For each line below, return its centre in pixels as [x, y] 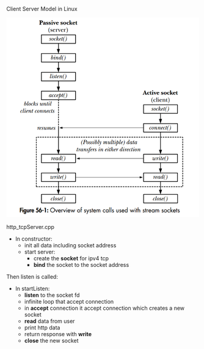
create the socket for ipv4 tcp [71, 258]
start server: [40, 252]
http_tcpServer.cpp [31, 227]
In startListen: [32, 289]
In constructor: [34, 239]
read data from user [49, 321]
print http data [42, 328]
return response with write [58, 334]
